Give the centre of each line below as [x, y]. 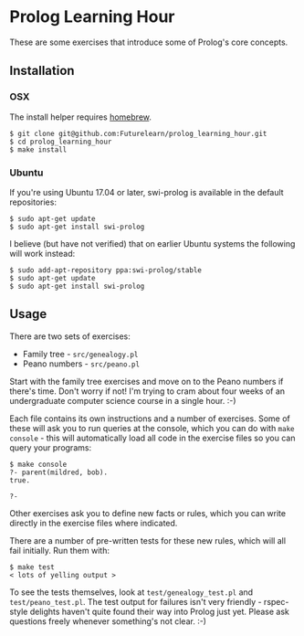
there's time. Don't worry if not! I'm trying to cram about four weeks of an [147, 391]
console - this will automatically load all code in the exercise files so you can [152, 438]
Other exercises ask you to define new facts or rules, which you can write [147, 513]
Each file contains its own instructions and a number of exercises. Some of [150, 419]
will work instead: [42, 253]
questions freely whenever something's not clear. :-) [108, 621]
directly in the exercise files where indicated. [94, 523]
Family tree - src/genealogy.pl [80, 354]
